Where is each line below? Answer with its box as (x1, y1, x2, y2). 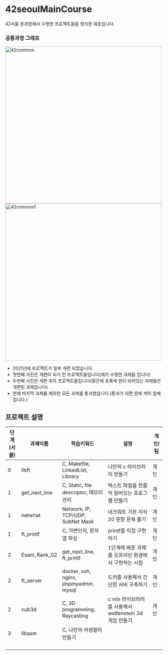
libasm (21, 630, 37, 637)
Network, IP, (62, 506, 91, 513)
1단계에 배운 (107, 544, 136, 551)
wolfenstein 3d (107, 610, 143, 617)
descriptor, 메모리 (62, 489, 103, 496)
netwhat (21, 512, 41, 519)
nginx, (62, 574, 76, 581)
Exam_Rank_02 (21, 552, 57, 559)
